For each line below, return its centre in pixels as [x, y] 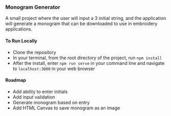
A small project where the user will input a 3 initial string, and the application [86, 18]
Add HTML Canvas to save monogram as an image [66, 108]
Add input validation [34, 97]
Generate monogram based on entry [51, 102]
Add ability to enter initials [40, 91]
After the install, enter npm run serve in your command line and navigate [89, 63]
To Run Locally [21, 41]
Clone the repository [34, 52]
